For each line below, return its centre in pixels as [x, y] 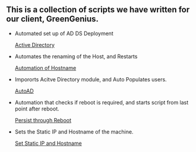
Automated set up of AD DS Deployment [64, 33]
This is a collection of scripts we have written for [98, 10]
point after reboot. [37, 109]
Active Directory [35, 45]
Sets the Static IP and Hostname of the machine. [74, 132]
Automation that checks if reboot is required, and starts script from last [102, 102]
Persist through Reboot [43, 120]
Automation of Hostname [45, 68]
